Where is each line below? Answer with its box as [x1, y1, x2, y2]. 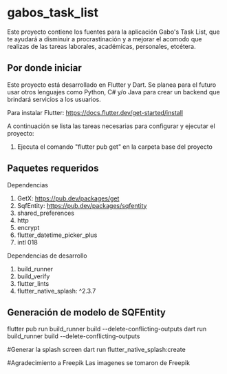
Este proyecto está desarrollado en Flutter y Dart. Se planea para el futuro [7, 81, 217, 89]
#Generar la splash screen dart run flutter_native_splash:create [7, 346, 186, 354]
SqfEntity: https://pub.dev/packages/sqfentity [17, 201, 147, 209]
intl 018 [17, 238, 38, 246]
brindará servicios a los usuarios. [7, 95, 101, 103]
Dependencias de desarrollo [7, 251, 87, 260]
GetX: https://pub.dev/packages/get [17, 194, 120, 202]
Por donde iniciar [7, 62, 82, 74]
